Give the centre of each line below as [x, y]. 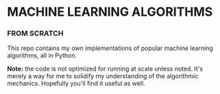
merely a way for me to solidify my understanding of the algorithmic [103, 76]
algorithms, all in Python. [42, 56]
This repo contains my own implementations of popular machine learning [110, 48]
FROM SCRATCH [35, 34]
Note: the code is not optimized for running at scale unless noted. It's [105, 69]
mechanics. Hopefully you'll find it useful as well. [76, 84]
